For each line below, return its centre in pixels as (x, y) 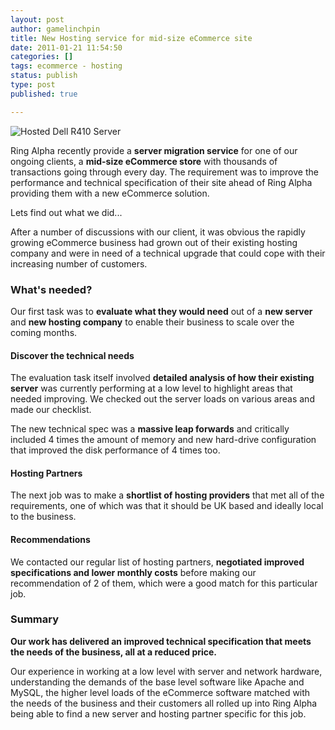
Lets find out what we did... (66, 212)
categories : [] (42, 57)
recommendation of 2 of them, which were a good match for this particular (164, 583)
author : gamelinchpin (55, 29)
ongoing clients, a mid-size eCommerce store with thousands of (144, 161)
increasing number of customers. (79, 263)
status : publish (44, 76)
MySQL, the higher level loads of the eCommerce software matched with (160, 692)
